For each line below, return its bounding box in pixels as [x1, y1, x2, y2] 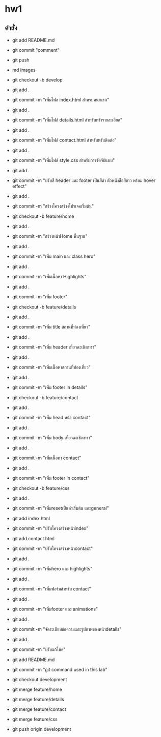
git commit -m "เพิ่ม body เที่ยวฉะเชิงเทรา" [12, 435, 93, 441]
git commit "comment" [12, 47, 60, 53]
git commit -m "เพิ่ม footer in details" [12, 384, 88, 390]
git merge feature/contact [12, 706, 67, 712]
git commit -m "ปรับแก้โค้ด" [12, 646, 66, 652]
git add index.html [12, 516, 50, 521]
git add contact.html [12, 536, 55, 541]
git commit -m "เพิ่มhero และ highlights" [12, 566, 93, 571]
